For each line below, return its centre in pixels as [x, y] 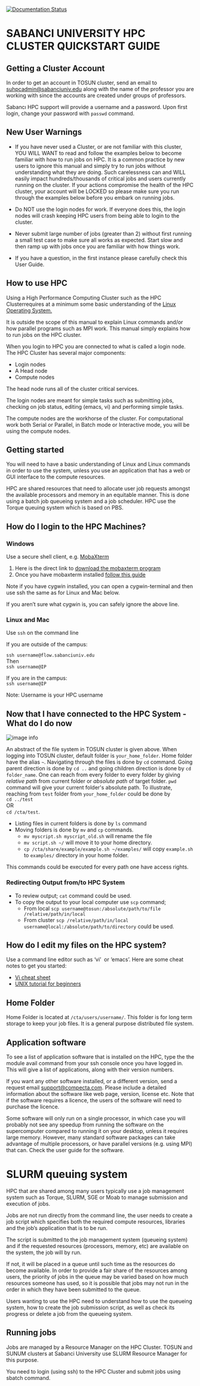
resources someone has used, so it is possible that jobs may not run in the [98, 1283]
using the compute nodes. [38, 431]
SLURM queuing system [67, 1174]
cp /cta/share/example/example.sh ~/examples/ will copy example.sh [108, 849]
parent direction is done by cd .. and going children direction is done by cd [99, 769]
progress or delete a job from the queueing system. [69, 1313]
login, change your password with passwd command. [70, 113]
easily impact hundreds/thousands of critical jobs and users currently [100, 178]
